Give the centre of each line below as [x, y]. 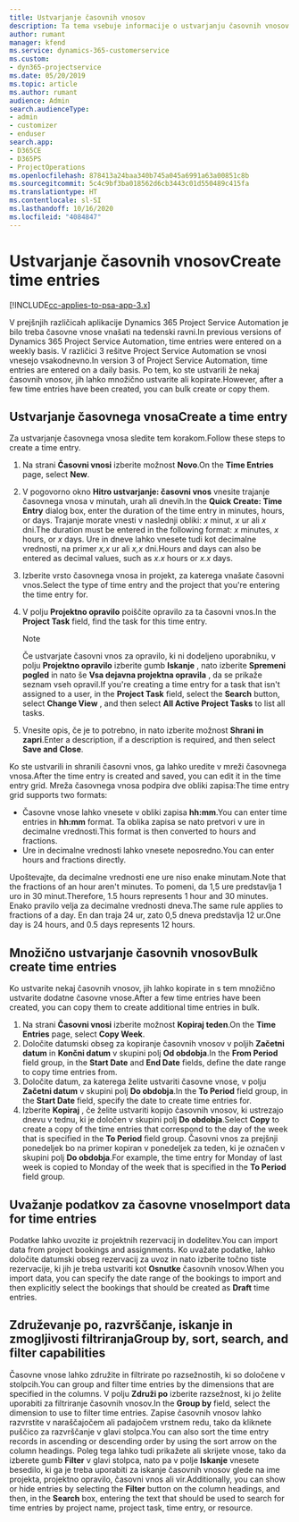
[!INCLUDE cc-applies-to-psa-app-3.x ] [80, 305]
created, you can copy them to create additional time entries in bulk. [135, 1007]
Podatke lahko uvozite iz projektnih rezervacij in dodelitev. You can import [144, 1240]
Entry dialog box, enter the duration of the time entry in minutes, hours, [154, 511]
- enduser [28, 134]
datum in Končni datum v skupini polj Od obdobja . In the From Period [150, 1053]
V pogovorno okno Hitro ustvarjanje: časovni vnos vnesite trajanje [146, 492]
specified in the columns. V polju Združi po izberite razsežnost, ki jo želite [145, 1393]
